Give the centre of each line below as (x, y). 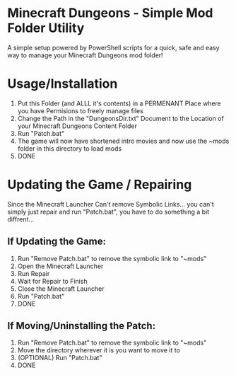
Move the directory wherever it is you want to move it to (99, 350)
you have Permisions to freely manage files (80, 110)
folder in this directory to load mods (70, 148)
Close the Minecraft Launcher (61, 289)
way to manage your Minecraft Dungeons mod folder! (85, 55)
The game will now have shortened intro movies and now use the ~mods (123, 141)
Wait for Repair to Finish (52, 281)
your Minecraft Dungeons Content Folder (77, 126)
